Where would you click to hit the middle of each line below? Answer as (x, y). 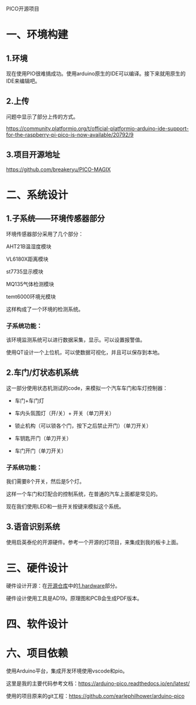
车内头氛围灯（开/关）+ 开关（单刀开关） (64, 413)
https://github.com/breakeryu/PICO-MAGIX (59, 169)
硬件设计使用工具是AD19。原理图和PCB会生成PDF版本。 (74, 598)
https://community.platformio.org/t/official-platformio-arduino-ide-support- (98, 128)
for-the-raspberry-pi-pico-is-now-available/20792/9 (70, 135)
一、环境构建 (37, 35)
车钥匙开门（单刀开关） (43, 438)
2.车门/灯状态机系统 (42, 373)
